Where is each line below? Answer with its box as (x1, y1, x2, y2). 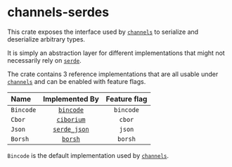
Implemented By (43, 94, 100, 104)
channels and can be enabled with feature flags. (7, 77, 146, 85)
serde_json (52, 125, 89, 133)
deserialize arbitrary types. (7, 35, 86, 43)
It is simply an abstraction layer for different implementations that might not (7, 49, 225, 57)
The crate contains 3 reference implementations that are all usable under (7, 70, 219, 78)
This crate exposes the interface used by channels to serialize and (7, 27, 199, 36)
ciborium (56, 116, 86, 123)
